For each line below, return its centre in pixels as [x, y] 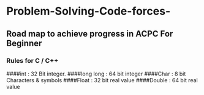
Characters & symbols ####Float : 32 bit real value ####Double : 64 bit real [102, 80]
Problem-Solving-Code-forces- [89, 11]
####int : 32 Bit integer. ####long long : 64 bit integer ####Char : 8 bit [96, 74]
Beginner [24, 43]
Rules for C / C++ [32, 60]
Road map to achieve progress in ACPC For [90, 34]
